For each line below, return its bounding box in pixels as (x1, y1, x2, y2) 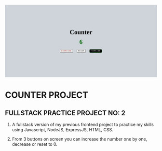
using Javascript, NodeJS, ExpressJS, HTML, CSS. (12, 127, 113, 133)
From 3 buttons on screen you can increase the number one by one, (12, 136, 148, 142)
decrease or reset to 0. (12, 141, 58, 147)
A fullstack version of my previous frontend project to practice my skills (12, 121, 154, 128)
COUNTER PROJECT (5, 90, 88, 101)
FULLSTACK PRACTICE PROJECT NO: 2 (5, 109, 126, 117)
